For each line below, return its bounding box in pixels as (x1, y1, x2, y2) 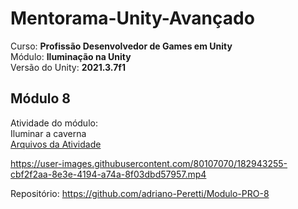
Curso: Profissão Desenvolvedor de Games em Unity (10, 40, 233, 52)
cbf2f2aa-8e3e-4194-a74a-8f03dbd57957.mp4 (10, 168, 207, 180)
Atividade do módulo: (10, 117, 98, 129)
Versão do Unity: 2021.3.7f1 (10, 61, 126, 73)
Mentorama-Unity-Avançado (10, 7, 255, 30)
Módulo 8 (10, 90, 71, 107)
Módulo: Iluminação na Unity (10, 50, 132, 62)
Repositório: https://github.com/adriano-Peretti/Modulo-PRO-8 (10, 187, 270, 199)
